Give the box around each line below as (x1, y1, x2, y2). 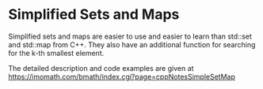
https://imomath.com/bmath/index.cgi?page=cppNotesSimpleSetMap (8, 72, 236, 81)
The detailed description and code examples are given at (8, 63, 194, 72)
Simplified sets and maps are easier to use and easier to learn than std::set (8, 32, 252, 41)
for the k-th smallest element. (8, 48, 105, 57)
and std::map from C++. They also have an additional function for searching (8, 39, 256, 49)
